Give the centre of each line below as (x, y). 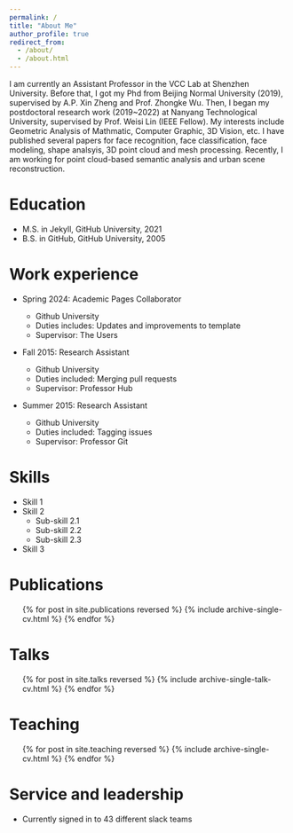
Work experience (74, 275)
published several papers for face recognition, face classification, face (139, 140)
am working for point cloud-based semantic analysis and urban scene (137, 159)
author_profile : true (49, 34)
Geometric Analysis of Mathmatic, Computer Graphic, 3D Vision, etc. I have (147, 131)
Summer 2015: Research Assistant (85, 405)
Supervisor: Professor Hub (84, 388)
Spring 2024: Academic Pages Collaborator (102, 299)
